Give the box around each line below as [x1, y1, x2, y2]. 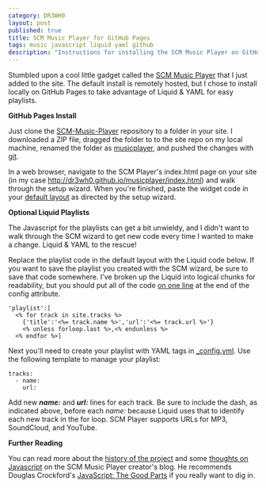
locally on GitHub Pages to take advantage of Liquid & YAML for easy [8, 87, 234, 96]
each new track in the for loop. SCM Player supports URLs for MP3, [8, 414, 228, 424]
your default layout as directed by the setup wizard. [8, 192, 177, 202]
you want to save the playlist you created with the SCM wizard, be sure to [8, 263, 249, 273]
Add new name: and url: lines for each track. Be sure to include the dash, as [8, 398, 258, 407]
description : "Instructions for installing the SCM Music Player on [8, 48, 239, 56]
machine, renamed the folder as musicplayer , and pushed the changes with [8, 144, 254, 152]
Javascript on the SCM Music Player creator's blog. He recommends [8, 462, 232, 471]
